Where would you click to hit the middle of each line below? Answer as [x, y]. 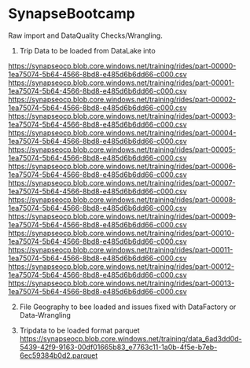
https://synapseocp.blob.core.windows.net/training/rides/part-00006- [122, 166]
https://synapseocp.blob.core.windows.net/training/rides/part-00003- [122, 116]
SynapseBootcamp [72, 14]
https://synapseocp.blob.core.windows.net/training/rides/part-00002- [122, 99]
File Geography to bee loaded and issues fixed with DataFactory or [128, 307]
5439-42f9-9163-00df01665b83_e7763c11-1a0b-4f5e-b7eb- [118, 347]
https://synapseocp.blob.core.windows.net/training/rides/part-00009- [122, 216]
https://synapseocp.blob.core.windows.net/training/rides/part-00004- [122, 132]
